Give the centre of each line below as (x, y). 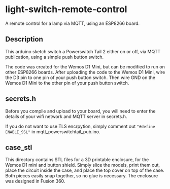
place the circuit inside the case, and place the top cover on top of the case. (85, 170)
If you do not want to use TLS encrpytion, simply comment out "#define (80, 126)
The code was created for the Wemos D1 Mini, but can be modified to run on (85, 66)
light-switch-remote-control (66, 9)
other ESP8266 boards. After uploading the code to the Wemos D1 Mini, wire (85, 72)
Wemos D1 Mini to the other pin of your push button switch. (67, 83)
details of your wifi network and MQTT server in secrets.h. (66, 116)
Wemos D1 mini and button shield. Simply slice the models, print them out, (83, 165)
